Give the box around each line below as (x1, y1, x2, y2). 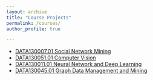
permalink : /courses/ (6, 20, 61, 26)
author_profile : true (6, 25, 61, 32)
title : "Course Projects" (6, 15, 71, 21)
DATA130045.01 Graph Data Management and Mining (15, 67, 148, 75)
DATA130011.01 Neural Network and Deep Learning (15, 61, 142, 68)
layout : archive (6, 8, 47, 15)
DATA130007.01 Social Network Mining (15, 48, 111, 55)
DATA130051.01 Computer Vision (15, 54, 97, 61)
